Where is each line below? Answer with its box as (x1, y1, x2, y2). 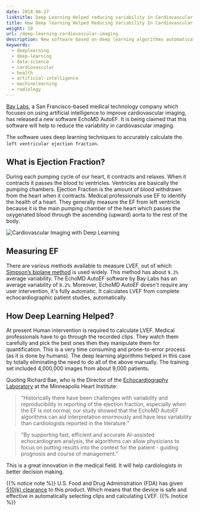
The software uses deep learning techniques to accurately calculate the (6, 133, 183, 140)
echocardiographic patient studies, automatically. (6, 294, 127, 301)
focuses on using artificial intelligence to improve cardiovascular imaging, (6, 109, 186, 116)
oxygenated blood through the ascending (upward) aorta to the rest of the (6, 211, 187, 218)
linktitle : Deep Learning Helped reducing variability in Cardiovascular (6, 14, 193, 20)
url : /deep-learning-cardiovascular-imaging (6, 31, 118, 37)
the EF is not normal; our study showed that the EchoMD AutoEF (20, 407, 179, 414)
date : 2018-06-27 (6, 8, 49, 15)
